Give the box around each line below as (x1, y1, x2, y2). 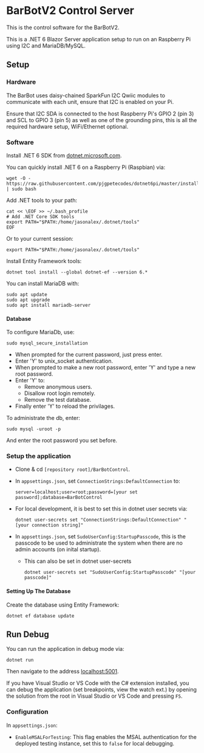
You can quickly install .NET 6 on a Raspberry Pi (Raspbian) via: (6, 163, 166, 171)
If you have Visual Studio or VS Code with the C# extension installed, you (6, 679, 189, 687)
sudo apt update (6, 291, 47, 298)
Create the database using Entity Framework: (6, 601, 120, 608)
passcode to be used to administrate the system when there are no (15, 539, 183, 547)
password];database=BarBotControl (15, 495, 103, 501)
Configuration (6, 707, 49, 716)
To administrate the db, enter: (6, 414, 81, 422)
